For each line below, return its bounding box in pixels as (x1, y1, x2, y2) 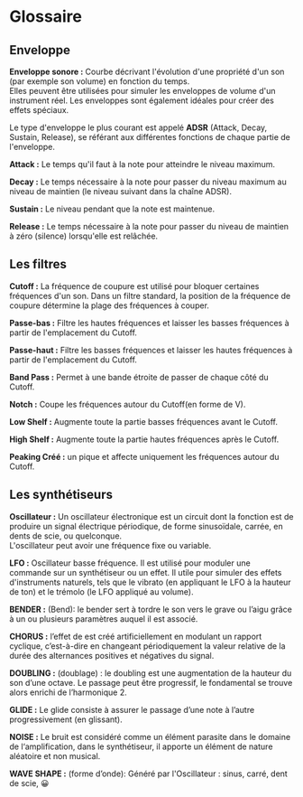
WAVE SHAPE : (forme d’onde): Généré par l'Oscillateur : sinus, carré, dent (9, 768, 289, 779)
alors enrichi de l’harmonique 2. (9, 687, 128, 698)
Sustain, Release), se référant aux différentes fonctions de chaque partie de (9, 132, 291, 142)
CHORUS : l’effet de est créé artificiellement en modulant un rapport (9, 631, 262, 642)
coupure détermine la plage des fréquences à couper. (9, 300, 210, 311)
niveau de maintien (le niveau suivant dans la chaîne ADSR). (9, 186, 233, 196)
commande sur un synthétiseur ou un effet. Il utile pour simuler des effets (9, 567, 282, 577)
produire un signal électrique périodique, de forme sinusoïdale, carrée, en (9, 520, 284, 531)
